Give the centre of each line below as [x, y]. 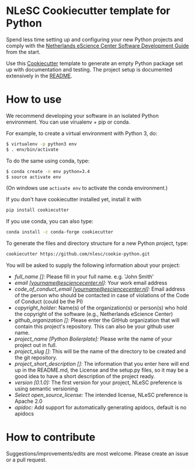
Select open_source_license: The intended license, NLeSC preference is [101, 395]
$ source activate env [34, 177]
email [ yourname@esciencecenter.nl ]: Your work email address [91, 283]
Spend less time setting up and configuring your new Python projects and [95, 39]
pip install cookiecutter [37, 210]
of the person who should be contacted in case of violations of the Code [102, 295]
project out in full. [36, 345]
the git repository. [36, 358]
